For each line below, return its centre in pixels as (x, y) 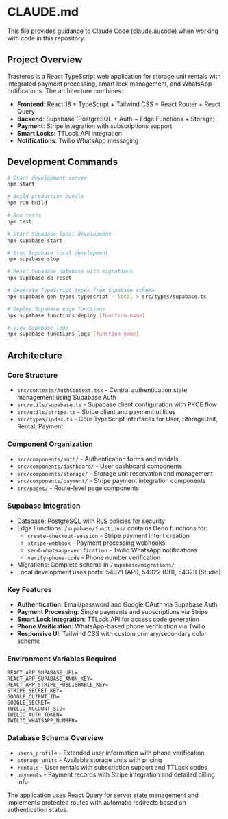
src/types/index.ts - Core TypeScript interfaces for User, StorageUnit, (117, 419)
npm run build (27, 203)
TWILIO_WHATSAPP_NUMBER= (42, 721)
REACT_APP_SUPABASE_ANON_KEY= (50, 679)
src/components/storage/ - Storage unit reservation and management (115, 474)
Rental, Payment (40, 426)
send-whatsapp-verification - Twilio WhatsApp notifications (112, 550)
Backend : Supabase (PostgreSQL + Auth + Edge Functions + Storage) (116, 119)
